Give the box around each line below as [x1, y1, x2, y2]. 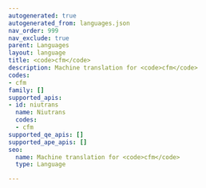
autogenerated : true [8, 11, 77, 20]
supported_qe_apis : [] [8, 130, 84, 138]
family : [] [8, 86, 45, 94]
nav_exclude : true [8, 34, 69, 42]
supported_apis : [8, 94, 62, 102]
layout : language [8, 49, 66, 57]
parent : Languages [8, 42, 69, 50]
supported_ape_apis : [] [8, 138, 88, 146]
